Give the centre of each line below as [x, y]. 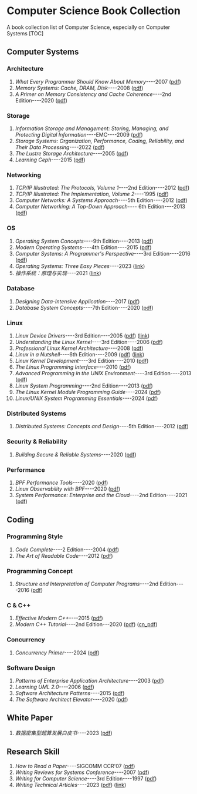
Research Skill [33, 752]
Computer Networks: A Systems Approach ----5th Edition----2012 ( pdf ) [101, 200]
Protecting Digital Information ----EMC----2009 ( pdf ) [79, 134]
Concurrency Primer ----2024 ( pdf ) [57, 653]
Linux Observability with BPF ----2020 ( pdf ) [68, 489]
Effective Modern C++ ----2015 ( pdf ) [59, 618]
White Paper [30, 718]
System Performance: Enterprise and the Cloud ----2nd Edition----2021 [101, 495]
